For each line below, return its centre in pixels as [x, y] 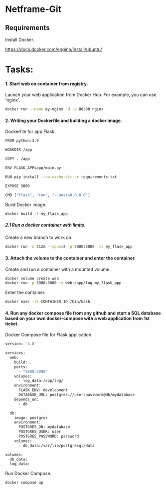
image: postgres [31, 418]
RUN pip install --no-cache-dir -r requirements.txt [61, 177]
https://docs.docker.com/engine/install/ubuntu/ [54, 49]
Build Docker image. [26, 204]
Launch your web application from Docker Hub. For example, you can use [81, 95]
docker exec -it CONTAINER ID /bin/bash [48, 302]
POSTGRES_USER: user [40, 432]
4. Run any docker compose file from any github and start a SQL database [83, 313]
